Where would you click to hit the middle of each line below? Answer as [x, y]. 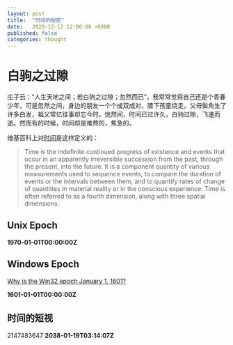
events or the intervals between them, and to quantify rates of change [124, 181]
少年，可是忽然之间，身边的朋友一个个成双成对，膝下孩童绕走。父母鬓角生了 [117, 106]
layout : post [26, 14]
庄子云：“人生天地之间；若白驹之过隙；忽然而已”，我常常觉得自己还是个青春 [116, 97]
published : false [32, 33]
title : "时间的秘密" [36, 20]
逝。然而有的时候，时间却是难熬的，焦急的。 [71, 123]
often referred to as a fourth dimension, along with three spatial [115, 197]
